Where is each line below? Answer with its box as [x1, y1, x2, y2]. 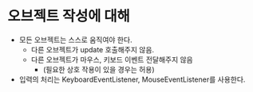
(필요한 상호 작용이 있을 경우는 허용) [42, 64, 155, 74]
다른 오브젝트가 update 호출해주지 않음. [30, 44, 155, 54]
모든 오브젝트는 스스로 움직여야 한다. [18, 35, 132, 44]
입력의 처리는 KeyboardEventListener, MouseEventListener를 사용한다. [18, 75, 246, 84]
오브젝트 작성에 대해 [7, 7, 131, 25]
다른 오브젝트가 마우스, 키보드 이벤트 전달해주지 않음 [30, 55, 193, 64]
